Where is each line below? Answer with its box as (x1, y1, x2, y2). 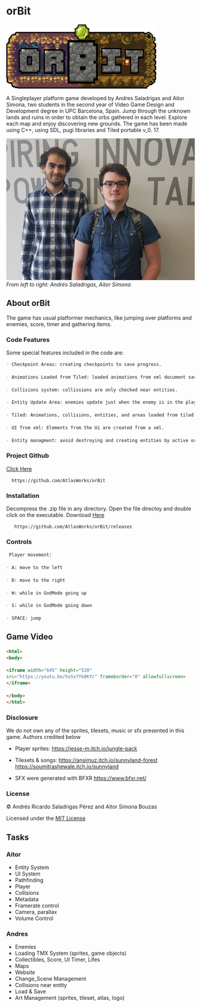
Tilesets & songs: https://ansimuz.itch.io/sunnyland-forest (14, 756, 158, 763)
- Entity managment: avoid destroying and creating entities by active (6, 437, 188, 443)
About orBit (6, 298, 50, 308)
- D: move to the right (6, 577, 66, 583)
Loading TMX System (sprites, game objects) (14, 949, 127, 957)
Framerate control (14, 901, 59, 909)
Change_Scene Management (14, 975, 87, 982)
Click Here (6, 465, 32, 472)
